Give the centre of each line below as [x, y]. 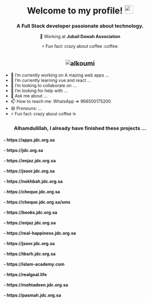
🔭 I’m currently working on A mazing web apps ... [60, 75]
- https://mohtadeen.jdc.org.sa [36, 284]
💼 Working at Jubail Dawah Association [80, 37]
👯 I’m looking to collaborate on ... [43, 86]
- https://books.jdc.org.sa [31, 212]
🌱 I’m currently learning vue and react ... [51, 80]
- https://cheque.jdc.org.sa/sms [37, 202]
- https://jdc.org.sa [23, 150]
